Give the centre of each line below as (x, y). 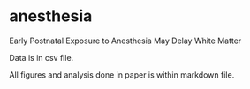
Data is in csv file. (42, 57)
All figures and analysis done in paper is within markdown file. (122, 74)
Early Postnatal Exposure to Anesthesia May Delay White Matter (125, 41)
